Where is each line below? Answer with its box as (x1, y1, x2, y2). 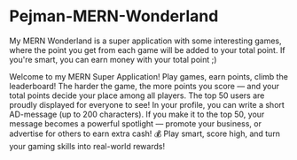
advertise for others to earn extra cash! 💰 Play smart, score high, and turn (9, 128, 281, 139)
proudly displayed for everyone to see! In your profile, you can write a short (9, 99, 285, 110)
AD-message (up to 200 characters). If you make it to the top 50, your (9, 109, 265, 119)
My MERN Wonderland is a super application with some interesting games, (9, 35, 282, 46)
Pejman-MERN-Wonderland (9, 6, 219, 27)
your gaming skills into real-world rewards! (9, 141, 166, 151)
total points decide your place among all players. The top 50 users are (9, 90, 265, 101)
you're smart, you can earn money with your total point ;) (9, 54, 217, 65)
